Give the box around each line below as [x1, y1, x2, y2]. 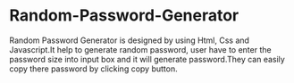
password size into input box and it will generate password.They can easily [9, 54, 286, 64]
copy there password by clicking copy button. [9, 63, 178, 74]
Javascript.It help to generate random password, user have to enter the [9, 44, 272, 54]
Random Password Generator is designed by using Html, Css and [9, 35, 250, 46]
